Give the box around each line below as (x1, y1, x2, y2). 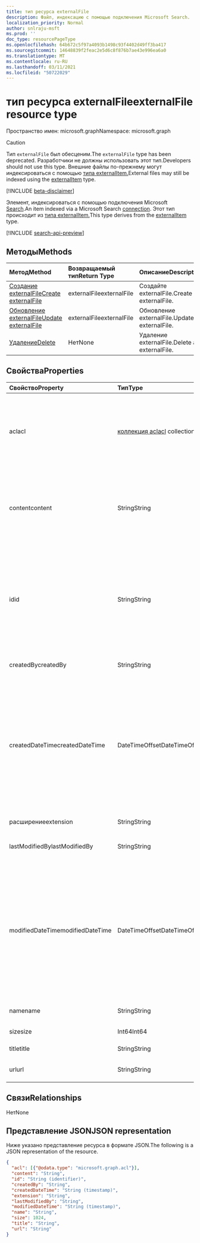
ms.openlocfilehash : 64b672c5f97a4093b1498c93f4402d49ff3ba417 (6, 42, 167, 48)
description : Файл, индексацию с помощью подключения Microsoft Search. (6, 14, 190, 20)
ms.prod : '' (6, 31, 36, 37)
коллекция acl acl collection (117, 427, 195, 435)
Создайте (139, 282, 167, 290)
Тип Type (117, 383, 143, 392)
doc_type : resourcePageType (6, 36, 76, 42)
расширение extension (9, 818, 73, 826)
